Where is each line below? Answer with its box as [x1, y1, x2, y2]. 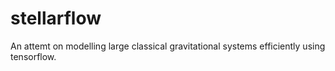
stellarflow [10, 7, 102, 30]
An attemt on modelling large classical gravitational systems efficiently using [10, 40, 326, 52]
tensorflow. [10, 50, 57, 62]
